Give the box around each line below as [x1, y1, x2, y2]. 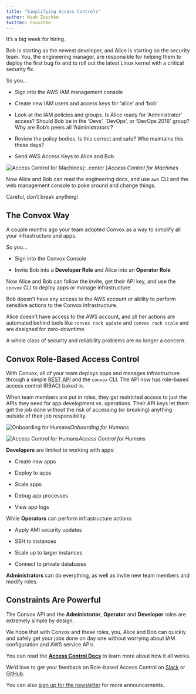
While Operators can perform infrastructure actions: [6, 515, 133, 522]
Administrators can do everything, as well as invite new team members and [6, 572, 190, 579]
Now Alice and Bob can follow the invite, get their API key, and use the [6, 278, 176, 285]
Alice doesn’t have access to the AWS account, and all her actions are [6, 313, 175, 321]
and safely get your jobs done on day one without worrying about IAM [6, 635, 175, 642]
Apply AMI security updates [14, 526, 82, 533]
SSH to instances [14, 538, 57, 545]
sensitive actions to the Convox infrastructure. [6, 302, 118, 309]
